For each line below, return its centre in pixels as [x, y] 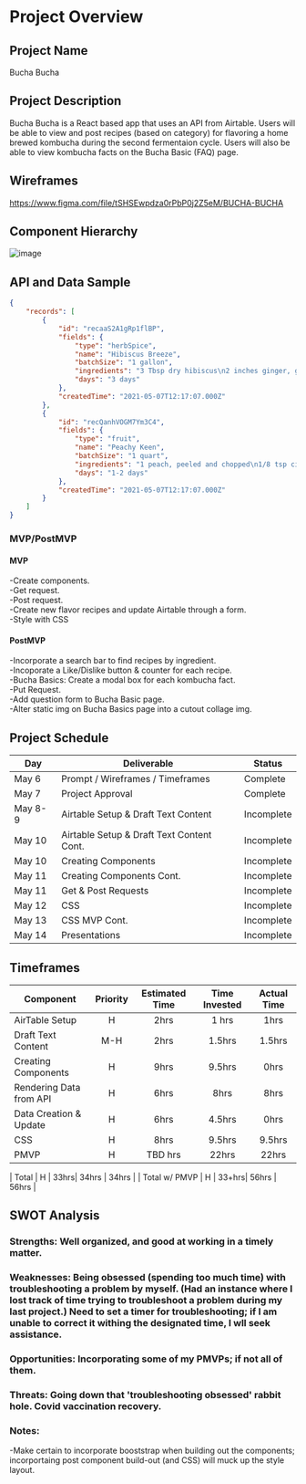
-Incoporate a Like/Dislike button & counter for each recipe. [121, 670]
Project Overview [76, 17]
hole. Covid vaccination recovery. [86, 1406]
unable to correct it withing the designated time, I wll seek [140, 1323]
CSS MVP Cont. [95, 921]
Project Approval [97, 794]
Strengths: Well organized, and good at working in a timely [142, 1241]
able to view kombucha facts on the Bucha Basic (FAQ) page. [124, 152]
